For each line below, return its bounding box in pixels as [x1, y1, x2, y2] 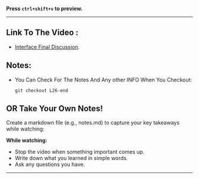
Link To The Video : [6, 28, 79, 38]
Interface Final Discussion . [14, 43, 80, 50]
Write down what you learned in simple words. [14, 155, 129, 162]
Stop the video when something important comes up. [14, 148, 145, 155]
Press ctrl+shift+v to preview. [6, 5, 83, 12]
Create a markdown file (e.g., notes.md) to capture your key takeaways [6, 119, 179, 126]
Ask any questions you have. [14, 161, 85, 168]
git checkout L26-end [14, 87, 68, 93]
